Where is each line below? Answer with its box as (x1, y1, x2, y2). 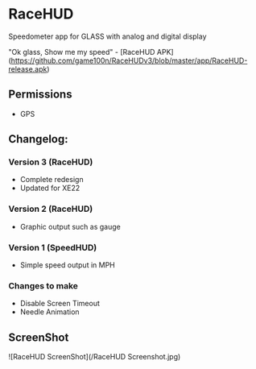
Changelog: (8, 132, 68, 146)
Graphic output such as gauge (19, 222, 121, 231)
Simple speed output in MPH (19, 260, 115, 270)
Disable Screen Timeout (19, 299, 101, 309)
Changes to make (8, 280, 79, 291)
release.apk (8, 64, 47, 73)
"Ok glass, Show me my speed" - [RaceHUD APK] (8, 47, 175, 56)
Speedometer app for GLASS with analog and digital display (8, 31, 207, 41)
